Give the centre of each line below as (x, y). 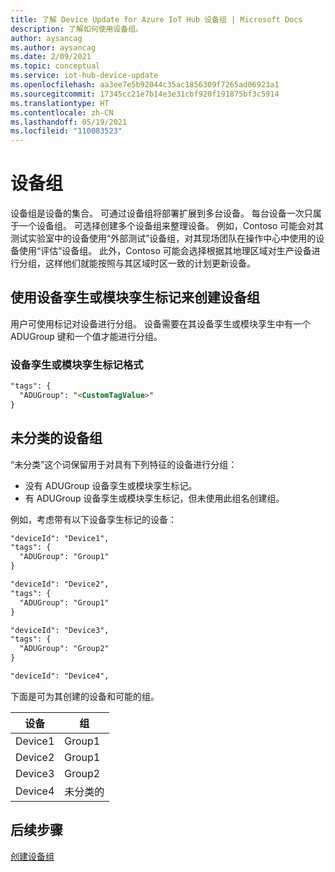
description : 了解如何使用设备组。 (76, 29)
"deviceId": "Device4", (60, 676)
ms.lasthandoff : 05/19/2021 (69, 122)
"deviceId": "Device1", (60, 538)
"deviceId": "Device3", (60, 630)
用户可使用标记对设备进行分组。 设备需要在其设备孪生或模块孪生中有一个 (160, 323)
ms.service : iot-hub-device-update (84, 76)
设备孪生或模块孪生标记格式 (77, 364)
